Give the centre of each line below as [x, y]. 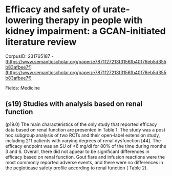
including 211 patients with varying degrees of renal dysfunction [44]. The [83, 140]
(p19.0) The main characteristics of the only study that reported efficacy [81, 124]
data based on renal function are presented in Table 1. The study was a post [85, 129]
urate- [116, 9]
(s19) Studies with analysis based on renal [74, 104]
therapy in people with [94, 20]
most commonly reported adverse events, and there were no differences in [84, 162]
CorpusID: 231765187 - [29, 56]
